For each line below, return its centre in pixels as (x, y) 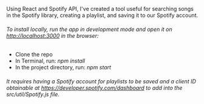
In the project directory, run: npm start (63, 68)
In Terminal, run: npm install (50, 61)
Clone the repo (34, 55)
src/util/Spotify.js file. (33, 94)
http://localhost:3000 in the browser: (53, 35)
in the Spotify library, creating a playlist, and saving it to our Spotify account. (102, 15)
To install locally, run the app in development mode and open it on (89, 29)
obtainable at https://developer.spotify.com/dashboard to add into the (94, 88)
